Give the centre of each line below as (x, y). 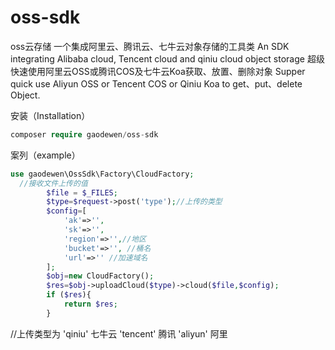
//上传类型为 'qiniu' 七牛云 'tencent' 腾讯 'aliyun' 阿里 (119, 333)
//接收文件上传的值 (53, 183)
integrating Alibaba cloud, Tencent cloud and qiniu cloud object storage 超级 (167, 58)
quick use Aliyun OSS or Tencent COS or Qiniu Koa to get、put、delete (156, 83)
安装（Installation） (50, 115)
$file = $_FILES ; (82, 192)
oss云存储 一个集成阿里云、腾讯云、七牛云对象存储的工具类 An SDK (150, 46)
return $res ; (90, 304)
